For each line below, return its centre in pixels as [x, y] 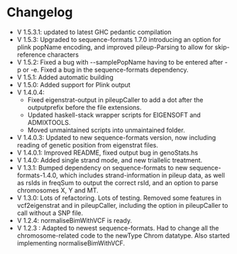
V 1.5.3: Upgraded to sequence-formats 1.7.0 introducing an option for [119, 39]
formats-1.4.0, [37, 175]
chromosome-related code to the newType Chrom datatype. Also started [123, 236]
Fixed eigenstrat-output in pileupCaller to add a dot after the [115, 99]
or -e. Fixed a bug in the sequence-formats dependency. [106, 70]
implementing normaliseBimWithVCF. [71, 243]
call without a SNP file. [50, 213]
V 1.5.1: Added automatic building [65, 77]
